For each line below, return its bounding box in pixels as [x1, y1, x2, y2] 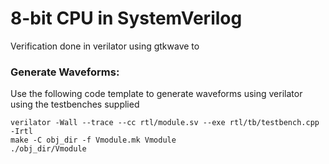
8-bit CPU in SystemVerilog [10, 7, 243, 30]
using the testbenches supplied [10, 98, 140, 111]
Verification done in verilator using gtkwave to [10, 40, 200, 52]
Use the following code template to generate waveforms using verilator [10, 88, 303, 100]
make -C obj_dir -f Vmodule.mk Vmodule [10, 135, 177, 146]
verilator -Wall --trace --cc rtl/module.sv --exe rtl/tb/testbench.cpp [10, 118, 320, 128]
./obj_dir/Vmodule [10, 144, 87, 154]
